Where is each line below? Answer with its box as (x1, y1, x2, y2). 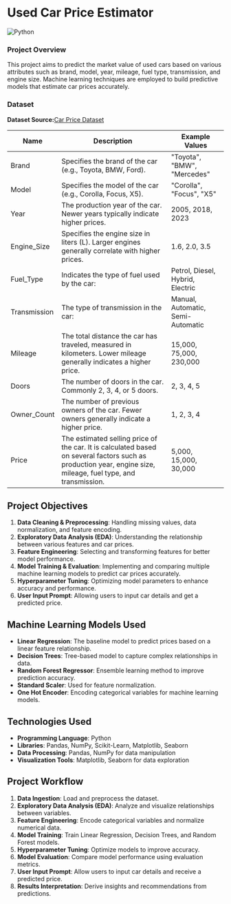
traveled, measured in (61, 340, 132, 349)
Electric (170, 282, 196, 292)
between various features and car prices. (16, 540, 134, 548)
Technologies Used (7, 715, 91, 728)
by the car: (61, 278, 96, 288)
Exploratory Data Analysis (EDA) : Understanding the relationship (16, 533, 203, 542)
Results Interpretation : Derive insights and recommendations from (16, 882, 208, 890)
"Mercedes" (170, 169, 210, 178)
